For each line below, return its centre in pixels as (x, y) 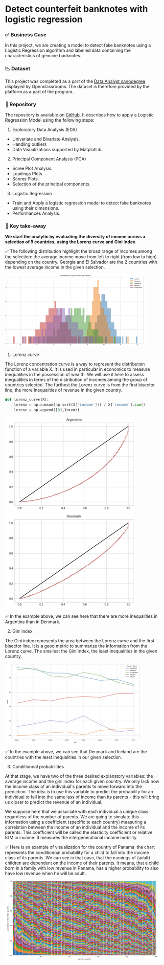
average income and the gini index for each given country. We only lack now (82, 781)
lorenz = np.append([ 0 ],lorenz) (47, 410)
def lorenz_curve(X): (27, 400)
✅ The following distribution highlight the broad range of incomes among (79, 251)
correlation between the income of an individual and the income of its (75, 827)
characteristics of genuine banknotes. (43, 56)
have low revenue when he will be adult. (46, 873)
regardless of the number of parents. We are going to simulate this (72, 817)
